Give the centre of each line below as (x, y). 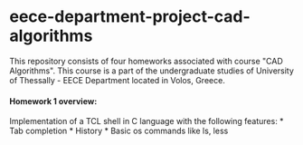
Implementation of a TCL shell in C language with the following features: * (147, 121)
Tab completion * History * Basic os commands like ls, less (119, 131)
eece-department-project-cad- (130, 17)
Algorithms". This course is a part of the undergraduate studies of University (151, 71)
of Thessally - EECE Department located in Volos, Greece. (118, 80)
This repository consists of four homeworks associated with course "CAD (146, 61)
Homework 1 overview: (53, 101)
